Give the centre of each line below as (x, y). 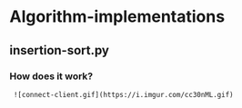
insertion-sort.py (59, 50)
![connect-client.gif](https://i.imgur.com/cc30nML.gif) (123, 94)
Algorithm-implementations (117, 17)
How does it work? (51, 76)
